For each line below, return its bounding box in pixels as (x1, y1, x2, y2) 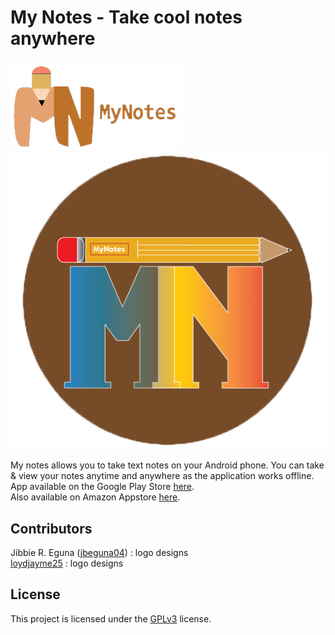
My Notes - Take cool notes (10, 6, 243, 29)
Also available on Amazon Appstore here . (10, 491, 181, 503)
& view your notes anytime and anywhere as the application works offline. (10, 470, 315, 482)
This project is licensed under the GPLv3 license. (10, 612, 212, 625)
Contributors (10, 520, 93, 537)
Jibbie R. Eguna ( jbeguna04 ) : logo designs (10, 547, 189, 559)
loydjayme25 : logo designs (10, 557, 124, 570)
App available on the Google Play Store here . (10, 481, 195, 493)
